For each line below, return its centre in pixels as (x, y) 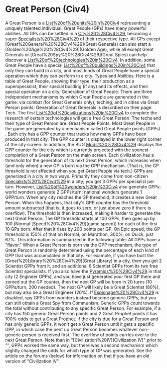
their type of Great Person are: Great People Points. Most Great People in (80, 123)
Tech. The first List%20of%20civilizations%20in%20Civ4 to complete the (81, 112)
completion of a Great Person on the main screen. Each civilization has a (80, 155)
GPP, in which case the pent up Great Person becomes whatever (72, 329)
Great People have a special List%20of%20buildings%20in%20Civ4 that (80, 65)
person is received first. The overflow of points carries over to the (89, 335)
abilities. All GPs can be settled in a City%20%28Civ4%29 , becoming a (79, 33)
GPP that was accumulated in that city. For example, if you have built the (80, 255)
